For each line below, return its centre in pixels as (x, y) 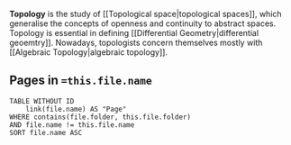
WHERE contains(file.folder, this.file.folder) (100, 117)
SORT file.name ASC (46, 132)
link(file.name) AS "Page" (76, 109)
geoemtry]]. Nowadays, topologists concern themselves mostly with (136, 42)
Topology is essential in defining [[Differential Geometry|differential (134, 33)
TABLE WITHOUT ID (42, 101)
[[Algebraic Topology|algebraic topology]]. (89, 52)
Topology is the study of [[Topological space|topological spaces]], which (145, 14)
